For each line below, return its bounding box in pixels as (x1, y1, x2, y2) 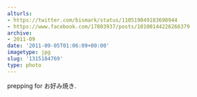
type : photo (7, 62, 41, 69)
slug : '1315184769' (7, 55, 64, 62)
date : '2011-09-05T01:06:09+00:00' (7, 42, 110, 49)
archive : (7, 29, 32, 37)
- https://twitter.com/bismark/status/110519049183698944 (7, 17, 178, 24)
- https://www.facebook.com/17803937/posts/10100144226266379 (7, 23, 190, 30)
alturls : (7, 10, 32, 17)
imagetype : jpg (7, 49, 51, 56)
